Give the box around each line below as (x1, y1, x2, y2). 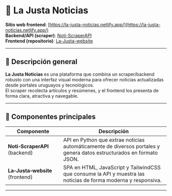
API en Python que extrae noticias (63, 136, 145, 143)
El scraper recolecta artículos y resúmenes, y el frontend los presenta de (5, 87, 159, 94)
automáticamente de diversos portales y (63, 143, 160, 150)
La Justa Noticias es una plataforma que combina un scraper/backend (5, 71, 155, 77)
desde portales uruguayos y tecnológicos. (5, 82, 94, 88)
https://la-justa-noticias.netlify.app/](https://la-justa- (49, 21, 161, 28)
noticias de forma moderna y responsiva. (63, 177, 162, 184)
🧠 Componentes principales (5, 113, 96, 121)
